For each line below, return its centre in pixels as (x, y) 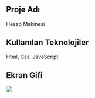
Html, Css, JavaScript (32, 57)
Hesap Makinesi (26, 24)
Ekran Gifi (24, 75)
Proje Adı (23, 10)
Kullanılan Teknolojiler (48, 43)
